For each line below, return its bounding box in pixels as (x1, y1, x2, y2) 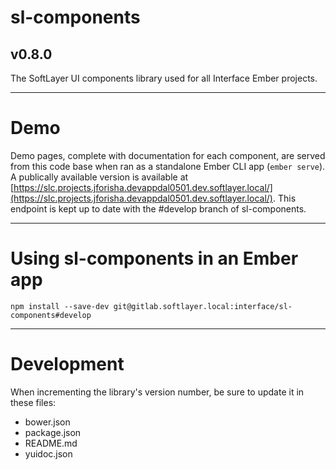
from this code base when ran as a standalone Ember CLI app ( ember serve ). (10, 160, 326, 172)
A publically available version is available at (10, 171, 189, 183)
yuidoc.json (24, 447, 73, 460)
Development (10, 353, 125, 376)
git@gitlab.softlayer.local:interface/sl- (113, 301, 293, 311)
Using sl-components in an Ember (10, 247, 299, 270)
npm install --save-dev (10, 301, 110, 311)
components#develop (10, 310, 92, 320)
